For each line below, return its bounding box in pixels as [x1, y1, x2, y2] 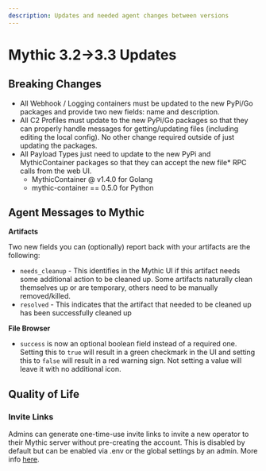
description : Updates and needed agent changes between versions [8, 11, 229, 20]
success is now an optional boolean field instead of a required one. [19, 339, 237, 349]
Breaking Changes [8, 77, 102, 91]
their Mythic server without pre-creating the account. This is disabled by [8, 438, 245, 447]
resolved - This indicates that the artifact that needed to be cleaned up [19, 299, 252, 310]
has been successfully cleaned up [19, 308, 133, 318]
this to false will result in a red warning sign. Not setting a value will [19, 356, 242, 365]
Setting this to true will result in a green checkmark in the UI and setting [19, 347, 256, 357]
